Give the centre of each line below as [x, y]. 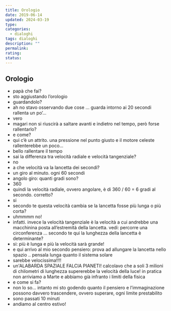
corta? [19, 211]
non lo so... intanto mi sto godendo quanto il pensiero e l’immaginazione [89, 288]
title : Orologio [23, 10]
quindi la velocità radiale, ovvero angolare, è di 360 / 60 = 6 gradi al [84, 189]
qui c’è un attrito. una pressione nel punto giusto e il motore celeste [83, 140]
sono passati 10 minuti [36, 299]
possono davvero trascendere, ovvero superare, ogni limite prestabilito [87, 293]
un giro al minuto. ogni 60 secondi [49, 173]
